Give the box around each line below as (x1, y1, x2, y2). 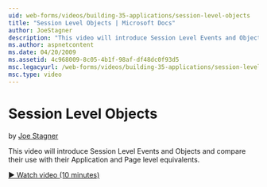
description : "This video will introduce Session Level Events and (8, 33, 237, 42)
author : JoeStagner (8, 26, 73, 34)
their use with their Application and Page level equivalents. (8, 155, 200, 164)
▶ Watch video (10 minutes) (8, 170, 100, 179)
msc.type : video (8, 71, 62, 78)
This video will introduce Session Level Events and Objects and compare (8, 146, 246, 155)
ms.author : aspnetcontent (8, 41, 94, 49)
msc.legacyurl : (8, 63, 59, 71)
